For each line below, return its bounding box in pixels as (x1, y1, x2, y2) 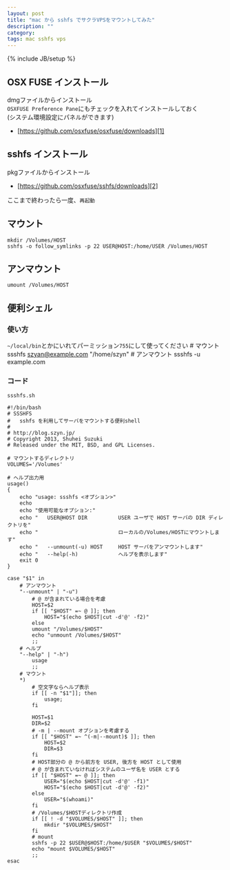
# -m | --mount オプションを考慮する (32, 728, 129, 734)
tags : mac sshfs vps (7, 36, 67, 43)
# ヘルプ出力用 (7, 474, 45, 482)
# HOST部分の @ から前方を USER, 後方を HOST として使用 (32, 758, 182, 766)
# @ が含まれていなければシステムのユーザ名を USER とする (32, 766, 180, 773)
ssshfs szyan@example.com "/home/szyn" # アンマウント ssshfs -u (7, 350, 201, 359)
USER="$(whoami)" (43, 796, 94, 803)
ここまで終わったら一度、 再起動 (7, 195, 95, 204)
